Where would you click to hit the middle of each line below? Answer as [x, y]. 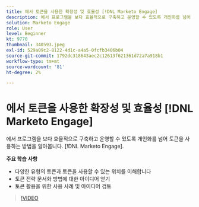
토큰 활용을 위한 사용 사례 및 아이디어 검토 [63, 186]
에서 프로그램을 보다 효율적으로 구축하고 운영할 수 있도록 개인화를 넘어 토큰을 [95, 139]
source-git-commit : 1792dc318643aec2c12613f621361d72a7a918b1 [85, 56]
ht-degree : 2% [24, 72]
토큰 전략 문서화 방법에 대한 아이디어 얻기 [62, 179]
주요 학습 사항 [22, 159]
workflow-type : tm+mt [33, 61]
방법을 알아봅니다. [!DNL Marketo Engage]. [73, 147]
